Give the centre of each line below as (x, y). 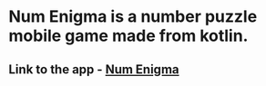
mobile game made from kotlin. (128, 36)
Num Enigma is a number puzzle (133, 17)
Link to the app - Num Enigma (94, 69)
